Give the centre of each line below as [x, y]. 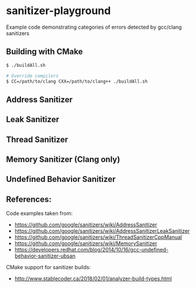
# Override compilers [32, 76]
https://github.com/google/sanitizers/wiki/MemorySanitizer [86, 243]
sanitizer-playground [59, 11]
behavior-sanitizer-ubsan [45, 256]
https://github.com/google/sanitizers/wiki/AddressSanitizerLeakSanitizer [102, 231]
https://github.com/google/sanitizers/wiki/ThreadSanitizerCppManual [98, 237]
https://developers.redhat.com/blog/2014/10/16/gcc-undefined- [91, 250]
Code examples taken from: [39, 214]
